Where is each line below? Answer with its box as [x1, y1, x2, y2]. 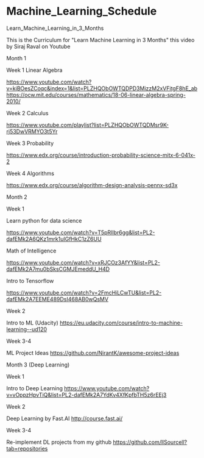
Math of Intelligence [6, 247, 57, 254]
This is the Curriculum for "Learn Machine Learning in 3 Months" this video [6, 36, 195, 43]
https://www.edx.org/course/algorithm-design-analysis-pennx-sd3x [6, 181, 178, 188]
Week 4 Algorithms [6, 170, 55, 177]
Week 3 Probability [6, 139, 54, 147]
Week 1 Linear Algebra [6, 66, 63, 74]
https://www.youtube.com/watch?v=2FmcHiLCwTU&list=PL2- [6, 288, 162, 296]
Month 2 [6, 193, 27, 201]
